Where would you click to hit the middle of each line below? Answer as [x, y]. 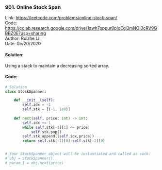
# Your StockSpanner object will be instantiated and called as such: [78, 154]
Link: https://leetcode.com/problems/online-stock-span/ [61, 18]
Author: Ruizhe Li [22, 38]
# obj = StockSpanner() [29, 159]
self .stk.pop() [46, 132]
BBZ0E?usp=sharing [25, 34]
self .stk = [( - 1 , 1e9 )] [46, 109]
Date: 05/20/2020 [23, 44]
